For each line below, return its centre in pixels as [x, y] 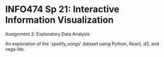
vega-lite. [15, 49]
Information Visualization [60, 20]
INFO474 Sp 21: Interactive [62, 9]
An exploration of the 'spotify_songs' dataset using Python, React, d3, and [82, 43]
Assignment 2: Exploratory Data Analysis [47, 34]
